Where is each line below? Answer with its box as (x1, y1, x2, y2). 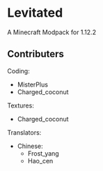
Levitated (7, 5, 63, 21)
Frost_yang (27, 149, 59, 158)
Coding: (7, 66, 30, 75)
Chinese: (17, 142, 43, 150)
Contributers (7, 48, 65, 60)
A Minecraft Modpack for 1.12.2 (7, 28, 96, 36)
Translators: (7, 128, 42, 137)
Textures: (7, 101, 35, 110)
